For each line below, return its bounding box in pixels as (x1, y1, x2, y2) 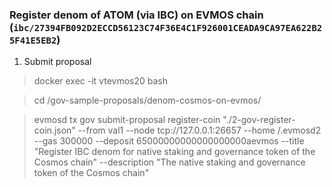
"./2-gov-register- (222, 114, 296, 126)
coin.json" (33, 124, 76, 137)
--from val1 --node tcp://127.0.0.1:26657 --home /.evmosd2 (77, 124, 322, 137)
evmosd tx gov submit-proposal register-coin (33, 114, 221, 126)
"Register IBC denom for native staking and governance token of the (33, 146, 316, 158)
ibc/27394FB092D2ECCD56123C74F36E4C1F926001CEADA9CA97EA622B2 (13, 22, 323, 33)
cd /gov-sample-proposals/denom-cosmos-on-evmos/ (33, 94, 262, 107)
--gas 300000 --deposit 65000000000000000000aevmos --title (33, 135, 305, 147)
